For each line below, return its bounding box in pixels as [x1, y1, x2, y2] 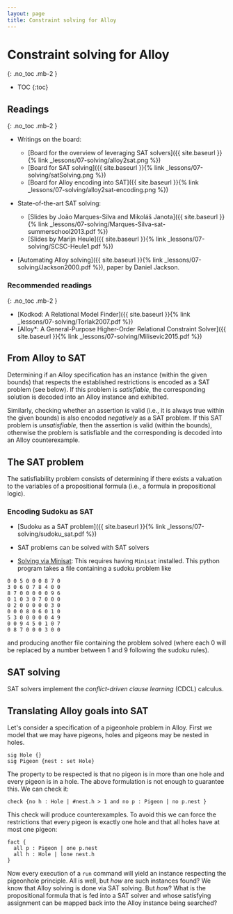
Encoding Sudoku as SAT [7, 507, 94, 517]
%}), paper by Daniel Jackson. [92, 263, 180, 271]
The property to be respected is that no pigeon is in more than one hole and [7, 770, 225, 778]
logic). [7, 489, 26, 498]
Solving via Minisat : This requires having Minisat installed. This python [17, 557, 220, 565]
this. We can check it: [7, 785, 70, 794]
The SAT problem [7, 456, 84, 468]
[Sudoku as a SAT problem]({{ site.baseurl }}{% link [17, 523, 166, 531]
